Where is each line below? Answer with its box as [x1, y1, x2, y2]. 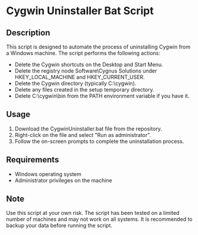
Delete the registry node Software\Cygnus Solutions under [14, 67, 157, 74]
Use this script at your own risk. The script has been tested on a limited [6, 210, 180, 217]
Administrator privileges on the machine [14, 177, 112, 184]
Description [6, 28, 50, 38]
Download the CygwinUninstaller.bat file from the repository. [14, 125, 163, 132]
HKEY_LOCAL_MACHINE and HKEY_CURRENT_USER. [14, 74, 145, 80]
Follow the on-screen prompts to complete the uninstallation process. [14, 138, 184, 145]
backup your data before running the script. [6, 222, 113, 229]
